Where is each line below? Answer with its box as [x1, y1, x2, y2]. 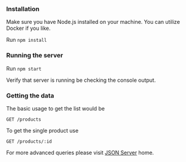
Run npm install [6, 36, 47, 44]
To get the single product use [6, 127, 79, 134]
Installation [6, 5, 40, 13]
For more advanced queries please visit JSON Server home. [6, 149, 154, 156]
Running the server [6, 51, 63, 60]
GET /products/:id [6, 138, 52, 145]
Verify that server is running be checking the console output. [6, 77, 156, 84]
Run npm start [6, 65, 42, 72]
